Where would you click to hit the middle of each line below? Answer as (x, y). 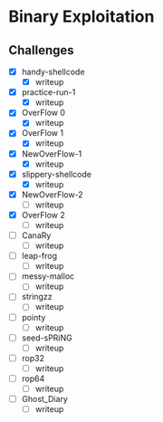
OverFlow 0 (43, 113)
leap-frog (39, 256)
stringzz (37, 297)
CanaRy (36, 235)
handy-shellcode (53, 72)
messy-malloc (48, 276)
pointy (34, 317)
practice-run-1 (48, 92)
